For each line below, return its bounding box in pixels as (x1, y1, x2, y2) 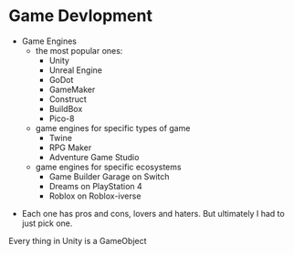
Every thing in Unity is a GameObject (8, 235, 147, 246)
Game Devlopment (8, 5, 152, 26)
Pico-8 (48, 113, 75, 124)
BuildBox (48, 103, 83, 114)
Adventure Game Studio (48, 151, 140, 162)
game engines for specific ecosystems (35, 161, 182, 172)
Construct (48, 93, 88, 105)
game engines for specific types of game (35, 122, 191, 133)
